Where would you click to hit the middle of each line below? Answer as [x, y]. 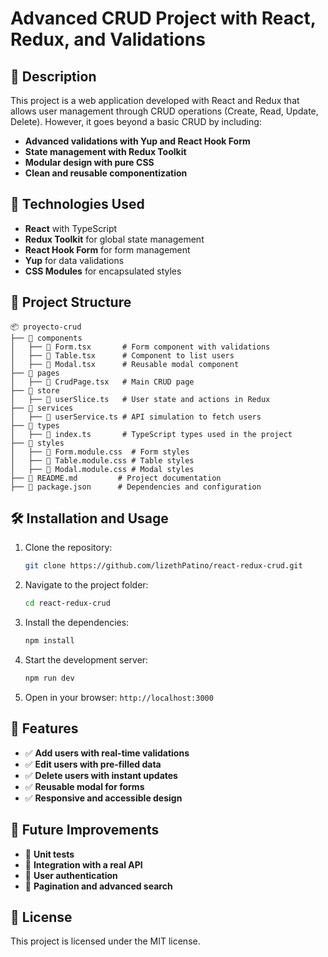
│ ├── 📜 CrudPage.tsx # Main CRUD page [102, 382]
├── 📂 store [35, 390]
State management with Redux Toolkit [105, 151]
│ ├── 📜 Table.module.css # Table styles [102, 460]
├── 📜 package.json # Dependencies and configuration [136, 487]
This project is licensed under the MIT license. [105, 941]
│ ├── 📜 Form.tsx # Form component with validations [140, 347]
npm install [49, 641]
